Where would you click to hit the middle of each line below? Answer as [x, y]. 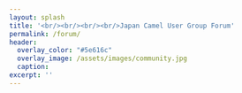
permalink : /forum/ [45, 34]
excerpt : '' [31, 75]
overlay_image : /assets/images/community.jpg [102, 58]
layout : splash [37, 17]
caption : [33, 67]
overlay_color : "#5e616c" [65, 50]
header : [23, 42]
